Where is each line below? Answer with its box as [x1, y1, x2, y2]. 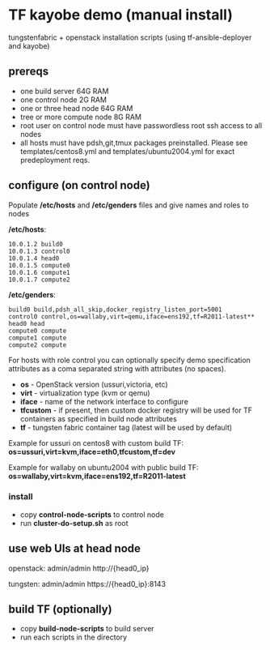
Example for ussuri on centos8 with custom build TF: [8, 438, 184, 447]
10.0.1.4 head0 [8, 254, 60, 263]
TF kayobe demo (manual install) [8, 6, 233, 24]
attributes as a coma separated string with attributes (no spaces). [8, 363, 226, 374]
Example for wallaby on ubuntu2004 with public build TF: [8, 462, 199, 472]
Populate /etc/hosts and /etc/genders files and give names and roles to [8, 200, 249, 210]
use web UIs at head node [8, 541, 141, 556]
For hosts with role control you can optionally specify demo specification [8, 355, 251, 365]
